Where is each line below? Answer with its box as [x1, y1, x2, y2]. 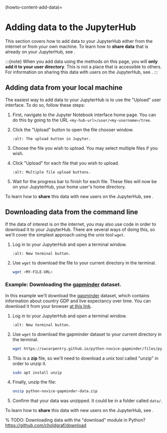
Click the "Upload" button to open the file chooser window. [12, 127, 134, 133]
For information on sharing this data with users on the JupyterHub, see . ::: [5, 69, 158, 75]
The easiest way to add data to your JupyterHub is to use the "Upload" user [5, 97, 161, 103]
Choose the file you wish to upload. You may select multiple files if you [12, 145, 158, 151]
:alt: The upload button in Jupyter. [12, 136, 91, 141]
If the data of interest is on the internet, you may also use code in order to [5, 221, 157, 227]
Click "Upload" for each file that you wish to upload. [12, 160, 120, 166]
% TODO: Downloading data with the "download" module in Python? [5, 417, 146, 423]
